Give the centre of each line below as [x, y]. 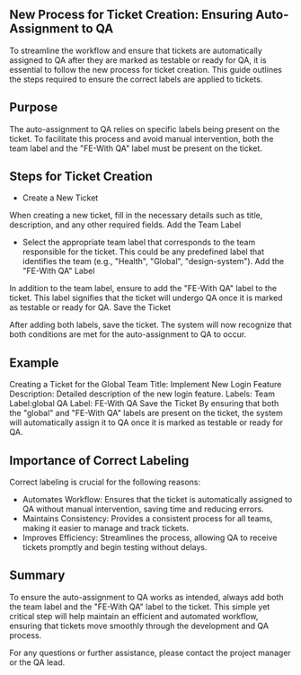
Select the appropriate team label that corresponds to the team [139, 243]
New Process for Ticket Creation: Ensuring [131, 15]
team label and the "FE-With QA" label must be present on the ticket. [136, 148]
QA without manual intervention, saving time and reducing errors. [143, 509]
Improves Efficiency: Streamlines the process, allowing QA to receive [150, 537]
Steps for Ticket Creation [81, 177]
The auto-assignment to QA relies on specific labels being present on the [145, 129]
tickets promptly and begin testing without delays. [115, 547]
